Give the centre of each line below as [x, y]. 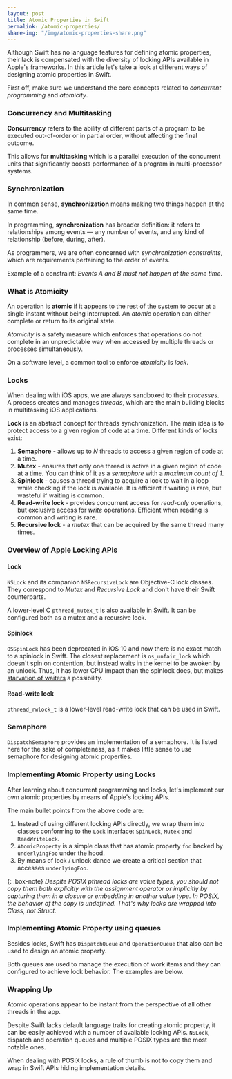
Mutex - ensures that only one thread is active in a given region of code [119, 466]
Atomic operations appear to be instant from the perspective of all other [109, 1004]
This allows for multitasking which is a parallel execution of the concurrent [114, 156]
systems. [20, 171]
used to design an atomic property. [57, 951]
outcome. [21, 143]
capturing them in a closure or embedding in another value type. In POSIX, [113, 896]
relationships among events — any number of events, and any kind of [106, 231]
